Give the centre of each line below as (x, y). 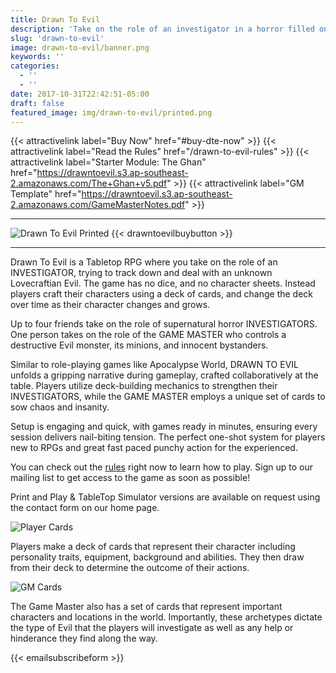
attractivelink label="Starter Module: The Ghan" (108, 162)
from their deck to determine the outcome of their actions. (130, 568)
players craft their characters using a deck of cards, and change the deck (162, 294)
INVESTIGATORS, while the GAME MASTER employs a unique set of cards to (168, 397)
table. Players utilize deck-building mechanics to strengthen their (144, 386)
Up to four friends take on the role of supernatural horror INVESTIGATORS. (164, 324)
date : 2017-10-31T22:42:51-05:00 (80, 94)
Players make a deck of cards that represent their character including (153, 547)
